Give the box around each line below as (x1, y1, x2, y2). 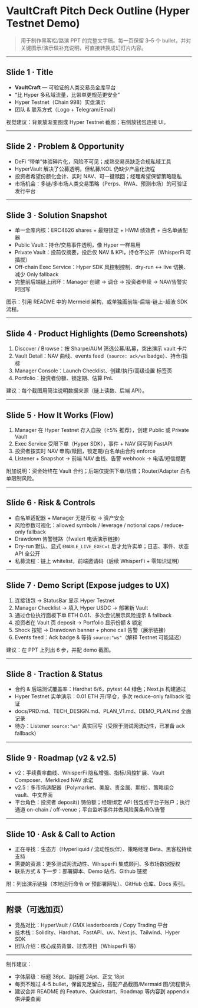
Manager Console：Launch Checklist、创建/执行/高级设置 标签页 (14, 367, 173, 374)
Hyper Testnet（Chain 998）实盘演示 (14, 99, 106, 106)
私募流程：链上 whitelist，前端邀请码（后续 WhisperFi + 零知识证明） (14, 557, 183, 564)
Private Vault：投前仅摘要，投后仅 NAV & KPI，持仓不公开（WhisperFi (14, 249, 184, 256)
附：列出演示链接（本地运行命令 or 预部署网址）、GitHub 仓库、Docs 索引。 (6, 881, 189, 888)
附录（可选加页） (6, 905, 68, 915)
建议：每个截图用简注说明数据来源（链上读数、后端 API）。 (6, 387, 148, 394)
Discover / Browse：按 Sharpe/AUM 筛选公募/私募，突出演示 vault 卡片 (14, 345, 187, 352)
